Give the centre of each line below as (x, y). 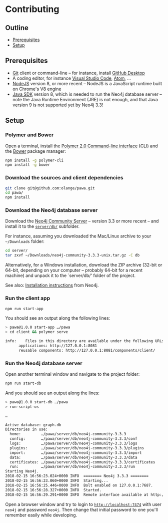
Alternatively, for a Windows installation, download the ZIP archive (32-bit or (84, 265)
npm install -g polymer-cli (34, 160)
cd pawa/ (14, 193)
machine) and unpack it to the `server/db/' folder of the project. (70, 276)
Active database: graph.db (33, 425)
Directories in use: (27, 429)
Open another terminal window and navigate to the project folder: (72, 374)
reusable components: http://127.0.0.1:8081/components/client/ (87, 350)
